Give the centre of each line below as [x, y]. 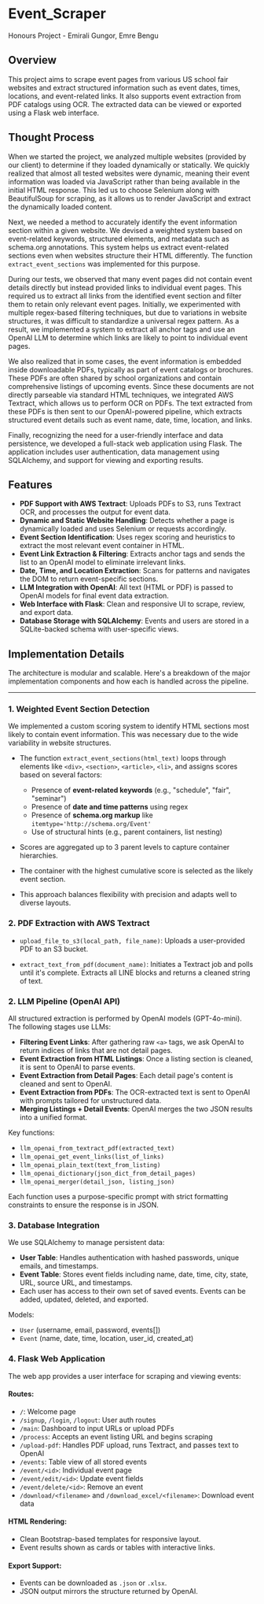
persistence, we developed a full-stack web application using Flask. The [125, 443]
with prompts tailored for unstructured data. [90, 1101]
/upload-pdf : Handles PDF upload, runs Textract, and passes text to [129, 1445]
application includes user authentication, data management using [114, 452]
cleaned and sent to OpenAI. [66, 1084]
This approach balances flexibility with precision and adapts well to [128, 895]
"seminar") [49, 798]
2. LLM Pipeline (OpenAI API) [64, 1001]
